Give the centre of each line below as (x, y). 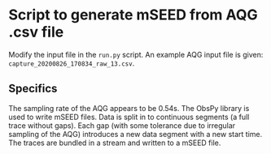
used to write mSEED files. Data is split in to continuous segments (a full (129, 117)
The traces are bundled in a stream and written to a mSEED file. (115, 143)
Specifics (33, 89)
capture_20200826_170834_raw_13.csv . (72, 63)
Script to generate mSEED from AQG (133, 15)
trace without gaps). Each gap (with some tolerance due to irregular (122, 125)
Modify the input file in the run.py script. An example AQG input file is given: (136, 54)
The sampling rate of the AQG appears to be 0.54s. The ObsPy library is (129, 108)
